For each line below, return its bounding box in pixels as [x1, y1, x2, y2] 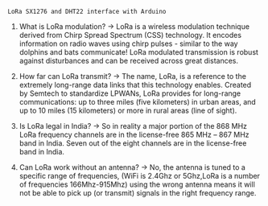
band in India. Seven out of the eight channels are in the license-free [19, 138, 247, 148]
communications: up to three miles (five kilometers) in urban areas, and [19, 97, 257, 106]
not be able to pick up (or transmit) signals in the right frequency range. [19, 188, 257, 197]
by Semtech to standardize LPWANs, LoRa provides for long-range [19, 89, 241, 98]
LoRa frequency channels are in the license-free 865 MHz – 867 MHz [19, 130, 250, 139]
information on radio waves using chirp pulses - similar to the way [19, 39, 238, 48]
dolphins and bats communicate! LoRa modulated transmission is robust [19, 47, 259, 56]
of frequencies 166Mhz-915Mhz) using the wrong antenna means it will [19, 179, 255, 189]
